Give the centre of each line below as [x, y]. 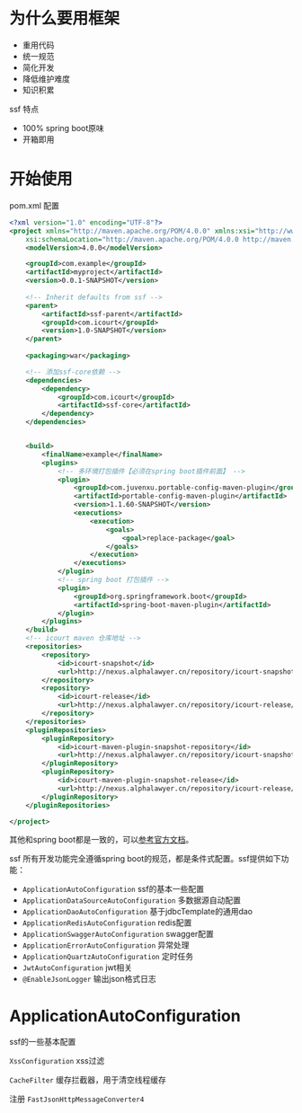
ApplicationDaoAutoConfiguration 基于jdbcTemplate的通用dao [138, 912]
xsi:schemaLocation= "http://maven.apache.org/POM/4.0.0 [133, 239]
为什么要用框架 [65, 18]
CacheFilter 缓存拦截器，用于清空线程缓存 [88, 1080]
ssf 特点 [24, 109]
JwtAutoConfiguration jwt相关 [77, 967]
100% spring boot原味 [63, 128]
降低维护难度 [46, 78]
